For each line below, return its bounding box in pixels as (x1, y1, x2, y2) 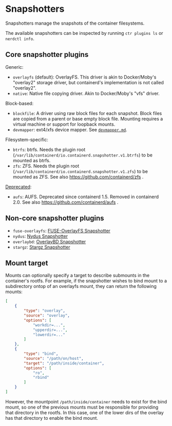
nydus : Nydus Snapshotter (12, 233, 68, 239)
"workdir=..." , (32, 322, 66, 327)
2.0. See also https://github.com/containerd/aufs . (12, 199, 119, 205)
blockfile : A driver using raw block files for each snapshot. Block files (12, 110, 162, 116)
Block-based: (5, 100, 34, 106)
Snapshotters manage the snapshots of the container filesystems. (5, 20, 145, 26)
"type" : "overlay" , (24, 308, 66, 314)
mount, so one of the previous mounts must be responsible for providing (5, 404, 159, 410)
